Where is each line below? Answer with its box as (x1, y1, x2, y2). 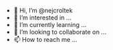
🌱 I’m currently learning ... (13, 21, 87, 28)
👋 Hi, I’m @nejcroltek (13, 7, 73, 14)
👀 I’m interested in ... (13, 14, 72, 22)
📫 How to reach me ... (13, 36, 77, 43)
